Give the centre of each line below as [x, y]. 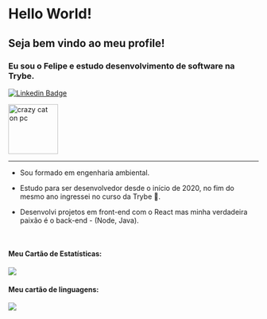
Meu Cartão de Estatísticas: [55, 254]
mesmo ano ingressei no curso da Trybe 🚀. [90, 196]
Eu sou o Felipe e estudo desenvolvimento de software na [122, 66]
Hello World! [50, 14]
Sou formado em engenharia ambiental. [85, 173]
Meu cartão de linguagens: [54, 289]
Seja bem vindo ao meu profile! [87, 43]
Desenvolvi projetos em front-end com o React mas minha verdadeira [133, 212]
